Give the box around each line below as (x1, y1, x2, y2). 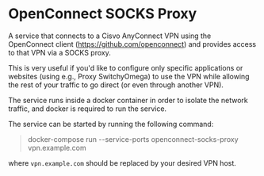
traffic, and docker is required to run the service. (8, 104, 167, 113)
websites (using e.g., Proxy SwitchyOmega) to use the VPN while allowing (8, 71, 250, 81)
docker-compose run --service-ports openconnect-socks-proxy (27, 134, 239, 143)
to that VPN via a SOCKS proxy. (8, 48, 111, 57)
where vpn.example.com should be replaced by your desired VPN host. (8, 158, 236, 167)
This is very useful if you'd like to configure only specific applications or (8, 63, 243, 72)
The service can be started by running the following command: (8, 119, 214, 128)
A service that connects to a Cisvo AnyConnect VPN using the (8, 31, 212, 40)
